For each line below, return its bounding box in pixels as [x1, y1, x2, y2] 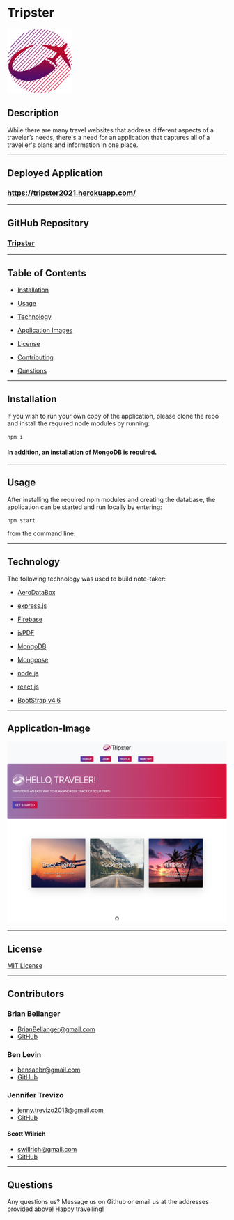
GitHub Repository [7, 217, 89, 229]
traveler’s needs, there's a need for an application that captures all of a [7, 133, 210, 141]
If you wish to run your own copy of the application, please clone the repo [7, 412, 219, 420]
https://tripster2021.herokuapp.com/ [7, 188, 136, 198]
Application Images [17, 326, 73, 334]
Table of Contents [7, 267, 87, 279]
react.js [17, 682, 40, 691]
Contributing [17, 353, 54, 361]
